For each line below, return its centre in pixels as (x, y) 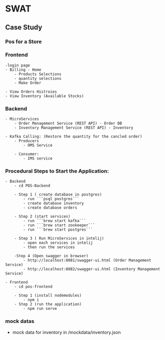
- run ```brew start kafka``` (55, 221)
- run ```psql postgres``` (51, 199)
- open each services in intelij (58, 243)
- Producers (27, 141)
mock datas (20, 321)
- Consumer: (27, 154)
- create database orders (50, 208)
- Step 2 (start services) (42, 217)
